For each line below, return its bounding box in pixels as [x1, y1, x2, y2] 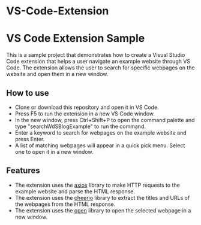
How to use [6, 88, 49, 98]
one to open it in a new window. [14, 148, 94, 155]
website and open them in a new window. [6, 71, 109, 78]
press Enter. [14, 135, 45, 142]
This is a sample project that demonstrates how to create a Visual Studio [6, 51, 185, 59]
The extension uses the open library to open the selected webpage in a [14, 206, 191, 214]
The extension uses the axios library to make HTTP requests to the [14, 181, 180, 188]
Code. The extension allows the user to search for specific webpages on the [6, 64, 195, 71]
